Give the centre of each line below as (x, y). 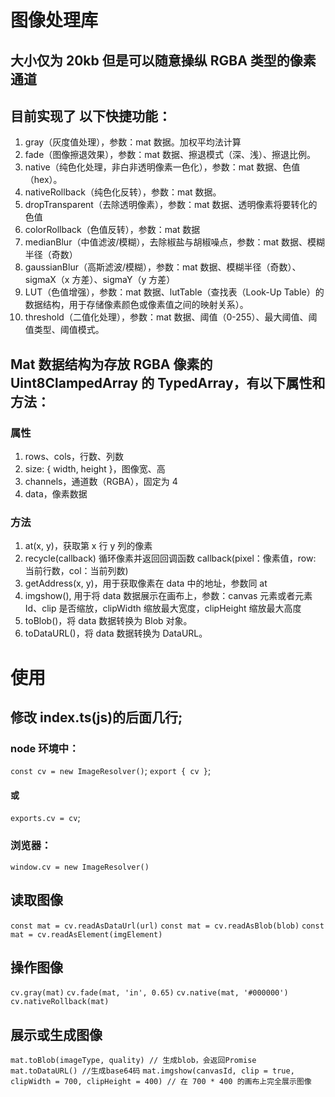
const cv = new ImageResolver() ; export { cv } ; (111, 771)
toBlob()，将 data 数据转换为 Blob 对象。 (108, 621)
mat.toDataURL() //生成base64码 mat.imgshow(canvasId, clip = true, (152, 1071)
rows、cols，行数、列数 (74, 457)
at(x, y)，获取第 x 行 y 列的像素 (88, 546)
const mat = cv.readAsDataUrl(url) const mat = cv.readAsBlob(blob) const (167, 926)
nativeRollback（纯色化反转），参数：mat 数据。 (123, 192)
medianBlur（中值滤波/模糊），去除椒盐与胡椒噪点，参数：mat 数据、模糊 (175, 242)
